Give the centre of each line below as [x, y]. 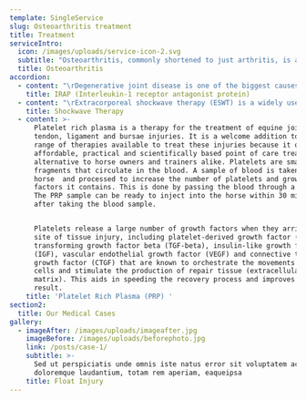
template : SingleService [56, 18]
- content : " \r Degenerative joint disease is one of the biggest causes [158, 86]
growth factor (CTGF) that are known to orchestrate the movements [164, 262]
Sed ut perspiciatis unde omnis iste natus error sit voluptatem [160, 364]
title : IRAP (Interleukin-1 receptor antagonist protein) [138, 94]
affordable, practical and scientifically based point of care [156, 153]
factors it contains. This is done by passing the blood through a [164, 188]
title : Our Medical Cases [67, 313]
